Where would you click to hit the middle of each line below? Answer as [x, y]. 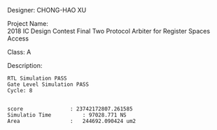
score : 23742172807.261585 [70, 109]
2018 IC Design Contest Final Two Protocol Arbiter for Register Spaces [109, 31]
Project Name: [28, 23]
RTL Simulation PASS [37, 78]
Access [18, 38]
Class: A [19, 52]
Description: [25, 65]
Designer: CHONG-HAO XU [47, 10]
